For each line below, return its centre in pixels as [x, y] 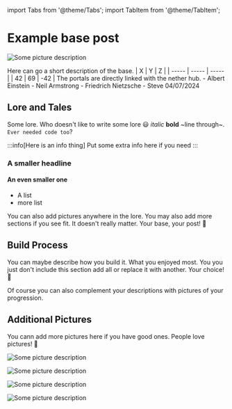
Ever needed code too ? [40, 131]
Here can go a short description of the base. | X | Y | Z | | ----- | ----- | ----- [116, 71]
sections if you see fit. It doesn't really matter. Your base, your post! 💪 [107, 223]
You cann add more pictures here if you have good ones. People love [106, 336]
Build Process [38, 245]
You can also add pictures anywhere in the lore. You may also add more [110, 216]
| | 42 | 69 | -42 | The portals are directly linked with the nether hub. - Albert [116, 78]
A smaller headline [39, 163]
